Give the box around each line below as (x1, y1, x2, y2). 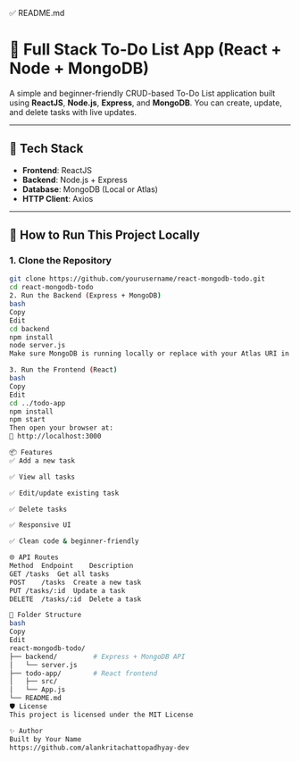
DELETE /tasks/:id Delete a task (9, 594, 142, 604)
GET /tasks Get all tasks (9, 569, 110, 579)
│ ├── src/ (9, 677, 58, 686)
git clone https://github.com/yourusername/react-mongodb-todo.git (9, 274, 266, 284)
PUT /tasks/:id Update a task (9, 586, 126, 595)
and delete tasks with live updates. (9, 106, 137, 117)
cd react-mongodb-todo (9, 283, 94, 292)
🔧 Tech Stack (9, 141, 84, 156)
